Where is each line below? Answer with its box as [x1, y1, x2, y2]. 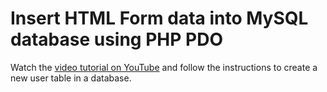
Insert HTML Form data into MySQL [10, 7, 309, 30]
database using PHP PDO [10, 28, 223, 51]
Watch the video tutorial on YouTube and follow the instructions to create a [10, 61, 318, 73]
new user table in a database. [10, 72, 132, 84]
